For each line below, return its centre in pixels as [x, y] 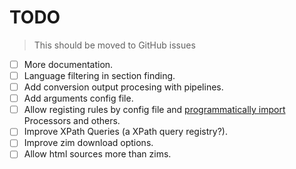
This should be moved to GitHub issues [114, 45]
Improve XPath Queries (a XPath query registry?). [125, 132]
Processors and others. [72, 121]
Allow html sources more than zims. [97, 154]
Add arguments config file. [78, 98]
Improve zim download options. [88, 143]
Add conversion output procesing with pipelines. [123, 87]
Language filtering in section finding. [99, 75]
